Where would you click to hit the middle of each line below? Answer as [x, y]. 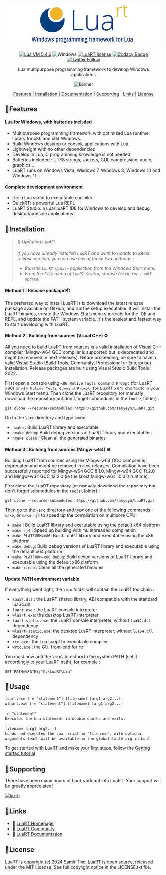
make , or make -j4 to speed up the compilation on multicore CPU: [71, 515]
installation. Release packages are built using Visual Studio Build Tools [77, 368]
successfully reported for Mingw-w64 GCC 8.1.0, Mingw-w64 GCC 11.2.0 [80, 471]
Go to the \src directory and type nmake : [46, 418]
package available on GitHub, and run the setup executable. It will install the [83, 308]
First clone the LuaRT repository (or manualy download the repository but [80, 486]
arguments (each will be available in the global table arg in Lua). [79, 739]
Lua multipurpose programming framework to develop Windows [83, 69]
